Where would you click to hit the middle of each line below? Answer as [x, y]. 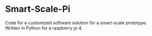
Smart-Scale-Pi [38, 9]
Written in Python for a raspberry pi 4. [44, 28]
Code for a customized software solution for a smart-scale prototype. [76, 23]
